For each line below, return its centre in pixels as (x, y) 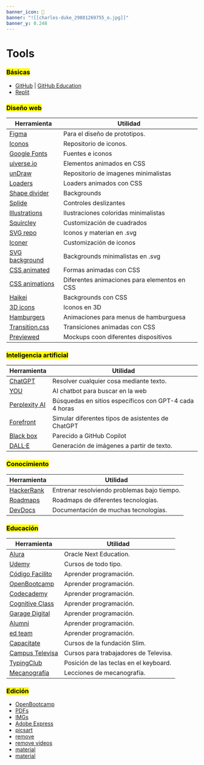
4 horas (63, 408)
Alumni (19, 623)
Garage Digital (30, 613)
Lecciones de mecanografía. (105, 673)
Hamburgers (27, 317)
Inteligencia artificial (37, 355)
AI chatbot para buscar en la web (100, 391)
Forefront (23, 422)
